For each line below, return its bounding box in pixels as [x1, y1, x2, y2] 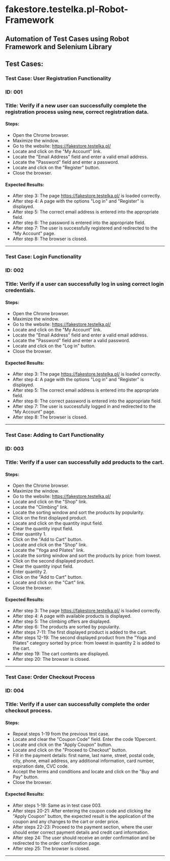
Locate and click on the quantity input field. [12, 520, 103, 527]
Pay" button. [12, 774, 39, 780]
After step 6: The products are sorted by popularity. [12, 624, 120, 630]
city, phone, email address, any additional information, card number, [12, 758, 155, 764]
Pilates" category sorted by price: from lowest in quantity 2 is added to [12, 640, 160, 646]
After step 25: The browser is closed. [12, 845, 90, 851]
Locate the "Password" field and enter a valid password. [12, 338, 131, 344]
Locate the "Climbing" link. [12, 504, 69, 510]
